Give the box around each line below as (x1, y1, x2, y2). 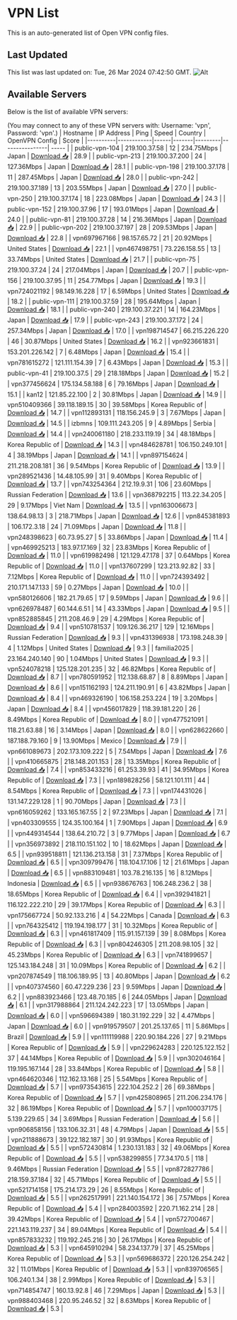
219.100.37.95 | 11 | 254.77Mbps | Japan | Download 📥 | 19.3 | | (23, 276, 207, 284)
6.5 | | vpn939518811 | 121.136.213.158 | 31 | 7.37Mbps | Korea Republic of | (7, 850, 223, 858)
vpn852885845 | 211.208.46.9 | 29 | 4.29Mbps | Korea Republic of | (7, 614, 205, 623)
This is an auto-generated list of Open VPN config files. (7, 28, 168, 37)
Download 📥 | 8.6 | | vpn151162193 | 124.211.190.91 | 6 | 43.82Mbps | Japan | (7, 683, 230, 692)
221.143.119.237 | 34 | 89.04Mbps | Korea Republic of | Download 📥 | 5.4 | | (7, 1225, 228, 1233)
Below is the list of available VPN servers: (7, 107, 129, 116)
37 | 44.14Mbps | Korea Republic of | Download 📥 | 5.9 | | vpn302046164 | (7, 1053, 225, 1062)
